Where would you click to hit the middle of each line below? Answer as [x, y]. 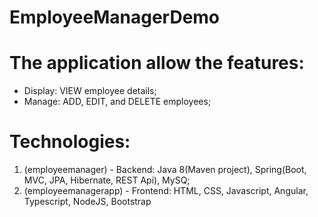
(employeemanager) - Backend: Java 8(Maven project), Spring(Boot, [165, 170]
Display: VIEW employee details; [90, 91]
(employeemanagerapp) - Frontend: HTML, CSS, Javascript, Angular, [166, 191]
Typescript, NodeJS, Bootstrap [87, 202]
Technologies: [70, 142]
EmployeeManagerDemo [115, 17]
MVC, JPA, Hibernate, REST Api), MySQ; [107, 180]
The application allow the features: [157, 63]
